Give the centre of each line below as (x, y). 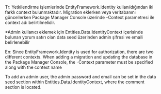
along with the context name (33, 67)
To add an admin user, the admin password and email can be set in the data (80, 77)
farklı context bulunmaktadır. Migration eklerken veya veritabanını (70, 12)
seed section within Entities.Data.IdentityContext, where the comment (75, 82)
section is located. (23, 87)
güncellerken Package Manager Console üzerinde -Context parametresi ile (80, 17)
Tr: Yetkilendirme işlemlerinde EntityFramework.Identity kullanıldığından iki (79, 7)
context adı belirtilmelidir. (30, 22)
